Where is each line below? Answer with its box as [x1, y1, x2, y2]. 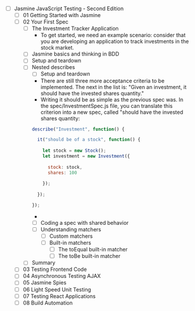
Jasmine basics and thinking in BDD [31, 50, 119, 58]
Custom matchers [49, 233, 93, 240]
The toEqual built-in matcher [58, 246, 128, 253]
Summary [31, 259, 56, 266]
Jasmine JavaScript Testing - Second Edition [14, 5, 124, 12]
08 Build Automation [22, 299, 73, 306]
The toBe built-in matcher [58, 253, 121, 260]
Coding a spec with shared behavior [40, 219, 129, 226]
